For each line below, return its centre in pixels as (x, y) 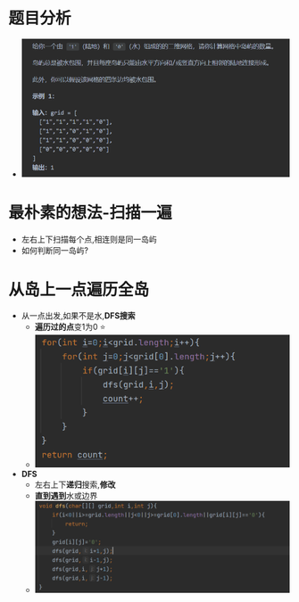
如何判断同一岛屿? (54, 250)
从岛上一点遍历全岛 (79, 289)
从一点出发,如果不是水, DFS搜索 (78, 316)
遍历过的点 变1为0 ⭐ (70, 327)
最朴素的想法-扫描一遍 (91, 213)
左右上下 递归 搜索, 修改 (75, 485)
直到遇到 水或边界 (66, 496)
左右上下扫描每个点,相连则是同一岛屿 (89, 239)
